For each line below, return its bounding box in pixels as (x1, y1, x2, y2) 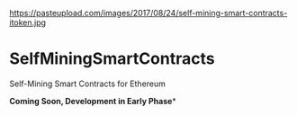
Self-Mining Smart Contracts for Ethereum (9, 78, 166, 89)
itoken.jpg (9, 17, 47, 28)
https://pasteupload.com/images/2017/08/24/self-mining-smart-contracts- (9, 8, 288, 18)
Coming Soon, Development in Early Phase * (9, 95, 177, 106)
